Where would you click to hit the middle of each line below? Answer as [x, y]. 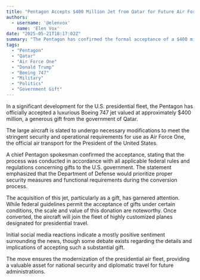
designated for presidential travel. [48, 223]
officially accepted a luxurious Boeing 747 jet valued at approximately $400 [99, 112]
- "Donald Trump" [33, 67]
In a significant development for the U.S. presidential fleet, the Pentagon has [100, 106]
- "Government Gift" [37, 89]
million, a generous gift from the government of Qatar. [72, 119]
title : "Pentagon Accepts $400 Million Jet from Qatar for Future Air [96, 12]
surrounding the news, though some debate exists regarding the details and [99, 241]
